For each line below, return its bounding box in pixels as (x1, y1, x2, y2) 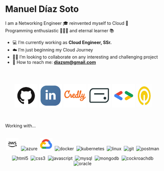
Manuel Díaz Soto (5, 3, 79, 15)
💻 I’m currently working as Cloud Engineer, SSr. (12, 39, 112, 45)
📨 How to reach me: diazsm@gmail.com (12, 59, 96, 65)
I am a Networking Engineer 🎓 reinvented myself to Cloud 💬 (5, 20, 129, 26)
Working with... (5, 122, 36, 128)
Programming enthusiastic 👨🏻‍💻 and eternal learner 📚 (5, 27, 114, 33)
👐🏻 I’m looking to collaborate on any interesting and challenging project (12, 54, 158, 60)
